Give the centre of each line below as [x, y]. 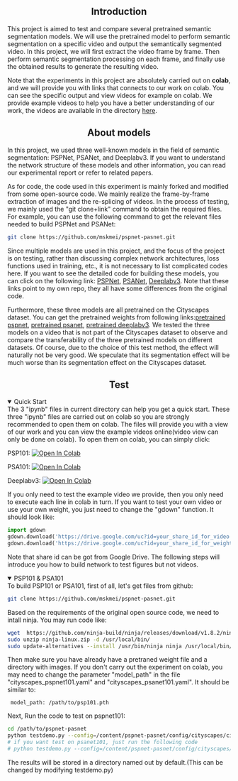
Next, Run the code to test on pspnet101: [67, 716]
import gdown [27, 530]
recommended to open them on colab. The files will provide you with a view [118, 425]
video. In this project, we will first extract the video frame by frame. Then [114, 51]
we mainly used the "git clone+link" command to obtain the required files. [115, 209]
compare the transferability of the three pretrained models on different [110, 339]
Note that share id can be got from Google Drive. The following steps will [114, 557]
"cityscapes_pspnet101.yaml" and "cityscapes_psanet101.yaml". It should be [119, 682]
